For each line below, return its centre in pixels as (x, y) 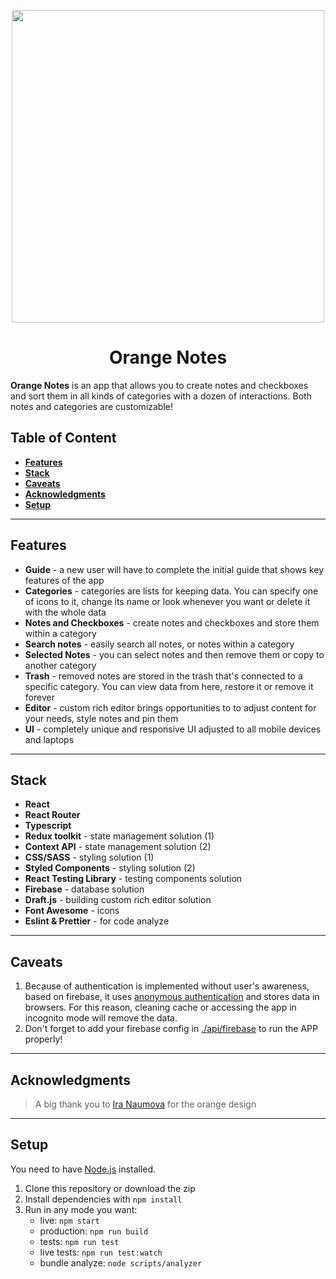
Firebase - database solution (84, 889)
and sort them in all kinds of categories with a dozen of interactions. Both (161, 396)
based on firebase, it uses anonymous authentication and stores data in (172, 997)
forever (39, 697)
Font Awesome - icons (72, 911)
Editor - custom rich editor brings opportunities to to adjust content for (170, 707)
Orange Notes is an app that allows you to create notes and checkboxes (159, 385)
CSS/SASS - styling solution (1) (89, 857)
